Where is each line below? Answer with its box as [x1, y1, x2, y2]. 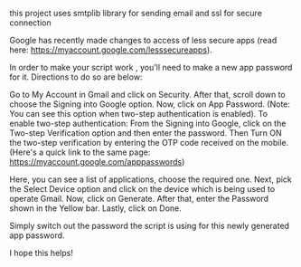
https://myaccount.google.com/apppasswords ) [9, 157, 185, 167]
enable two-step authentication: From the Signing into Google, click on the [9, 118, 287, 129]
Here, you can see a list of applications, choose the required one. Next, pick [9, 174, 292, 185]
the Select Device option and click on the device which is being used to [9, 184, 276, 194]
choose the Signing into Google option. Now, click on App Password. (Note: [9, 99, 291, 110]
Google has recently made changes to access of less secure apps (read [9, 35, 277, 45]
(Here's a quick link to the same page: [9, 147, 151, 157]
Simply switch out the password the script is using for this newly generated [9, 221, 290, 231]
